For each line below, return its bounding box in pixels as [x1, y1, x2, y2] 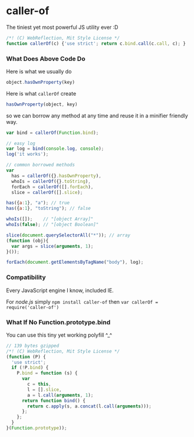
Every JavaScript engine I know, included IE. [6, 287, 114, 294]
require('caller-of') [6, 304, 60, 310]
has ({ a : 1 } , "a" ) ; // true [6, 200, 70, 206]
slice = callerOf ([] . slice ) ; [11, 189, 83, 195]
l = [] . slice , [27, 386, 62, 393]
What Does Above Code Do [6, 54, 86, 63]
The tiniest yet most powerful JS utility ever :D [6, 24, 119, 31]
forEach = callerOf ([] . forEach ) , [11, 184, 94, 190]
